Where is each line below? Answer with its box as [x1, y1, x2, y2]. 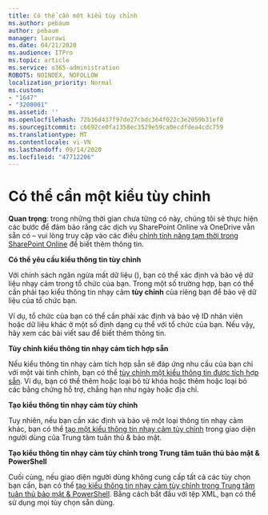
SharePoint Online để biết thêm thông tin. [8, 239, 144, 249]
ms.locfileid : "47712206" [8, 153, 94, 161]
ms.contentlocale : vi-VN [8, 138, 91, 146]
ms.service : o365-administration [8, 64, 120, 72]
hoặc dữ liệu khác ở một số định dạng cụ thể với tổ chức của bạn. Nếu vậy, [8, 320, 255, 329]
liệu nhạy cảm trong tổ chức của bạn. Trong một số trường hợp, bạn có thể [8, 279, 254, 289]
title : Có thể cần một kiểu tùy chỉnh [8, 11, 138, 20]
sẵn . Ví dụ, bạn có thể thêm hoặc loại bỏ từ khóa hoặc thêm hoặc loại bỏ [8, 377, 248, 386]
